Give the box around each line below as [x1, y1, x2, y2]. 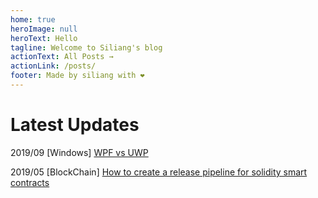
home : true [10, 14, 56, 25]
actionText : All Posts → [10, 52, 114, 62]
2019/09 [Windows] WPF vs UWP [10, 146, 149, 158]
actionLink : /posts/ [10, 61, 97, 71]
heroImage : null [10, 24, 78, 34]
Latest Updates [10, 114, 140, 136]
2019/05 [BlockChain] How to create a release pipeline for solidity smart [10, 166, 308, 178]
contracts [10, 176, 50, 188]
